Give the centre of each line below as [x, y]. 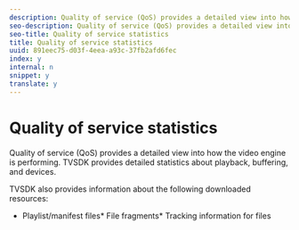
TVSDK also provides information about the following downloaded [130, 189]
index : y [25, 59]
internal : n [31, 68]
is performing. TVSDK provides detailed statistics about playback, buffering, [149, 162]
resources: [29, 198]
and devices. [32, 171]
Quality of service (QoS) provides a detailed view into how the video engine [148, 152]
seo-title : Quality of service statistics [89, 34]
